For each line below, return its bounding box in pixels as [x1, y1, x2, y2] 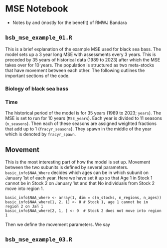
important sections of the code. [5, 72, 70, 78]
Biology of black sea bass [5, 85, 69, 92]
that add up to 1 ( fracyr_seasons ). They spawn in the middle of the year [5, 125, 152, 131]
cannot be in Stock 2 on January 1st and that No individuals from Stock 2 [5, 180, 155, 186]
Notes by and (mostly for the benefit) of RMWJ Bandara [12, 19, 127, 25]
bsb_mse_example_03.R [5, 236, 72, 243]
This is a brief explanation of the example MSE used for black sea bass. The [5, 46, 161, 52]
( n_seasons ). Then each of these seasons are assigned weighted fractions [5, 120, 157, 126]
